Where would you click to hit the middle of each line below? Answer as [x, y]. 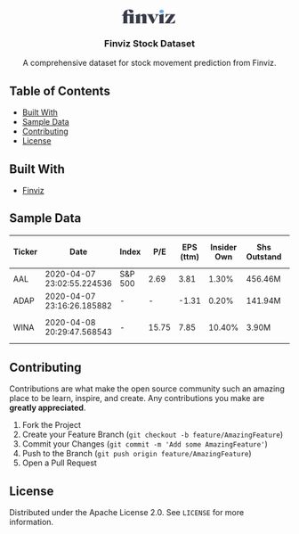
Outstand [264, 256]
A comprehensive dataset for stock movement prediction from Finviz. [149, 63]
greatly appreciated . [48, 408]
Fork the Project [52, 425]
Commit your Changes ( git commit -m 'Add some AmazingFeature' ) [145, 444]
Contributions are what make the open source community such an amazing [147, 389]
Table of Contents [60, 90]
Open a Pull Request [60, 463]
